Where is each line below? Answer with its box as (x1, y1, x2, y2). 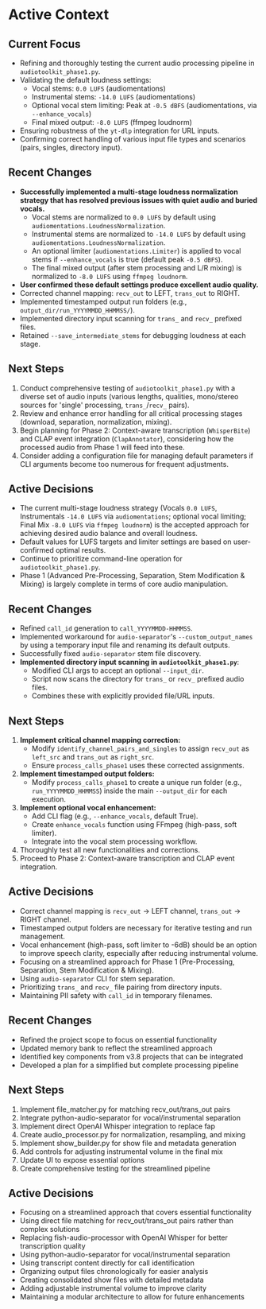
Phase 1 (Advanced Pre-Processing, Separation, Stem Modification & (19, 571, 245, 581)
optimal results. (55, 546, 106, 555)
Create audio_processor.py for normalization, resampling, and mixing (19, 1129, 246, 1139)
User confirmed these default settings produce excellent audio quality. (19, 280, 259, 289)
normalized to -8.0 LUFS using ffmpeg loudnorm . (31, 271, 188, 281)
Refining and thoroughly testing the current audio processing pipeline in (19, 58, 256, 68)
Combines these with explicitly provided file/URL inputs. (31, 691, 215, 701)
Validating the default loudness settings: (19, 76, 152, 84)
